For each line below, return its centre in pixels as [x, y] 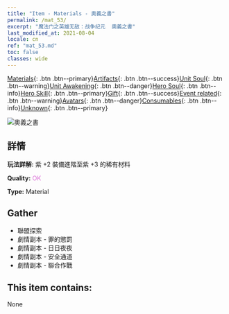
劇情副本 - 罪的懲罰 [45, 239]
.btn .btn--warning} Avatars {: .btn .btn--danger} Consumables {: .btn [103, 101]
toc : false [23, 53]
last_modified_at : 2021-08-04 [51, 33]
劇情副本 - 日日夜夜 [45, 248]
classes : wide [28, 59]
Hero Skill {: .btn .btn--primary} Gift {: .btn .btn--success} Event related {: [121, 93]
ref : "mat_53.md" [32, 46]
